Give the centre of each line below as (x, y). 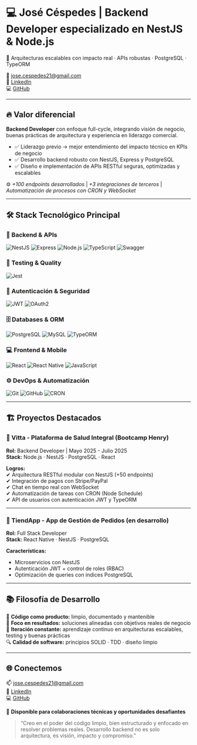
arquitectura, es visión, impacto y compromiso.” (78, 736)
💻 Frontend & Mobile (37, 350)
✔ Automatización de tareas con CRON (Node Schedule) (74, 493)
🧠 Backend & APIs (32, 235)
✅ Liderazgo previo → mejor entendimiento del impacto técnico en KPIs (101, 147)
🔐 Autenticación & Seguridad (48, 291)
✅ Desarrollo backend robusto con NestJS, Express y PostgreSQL (94, 159)
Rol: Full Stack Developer (37, 533)
